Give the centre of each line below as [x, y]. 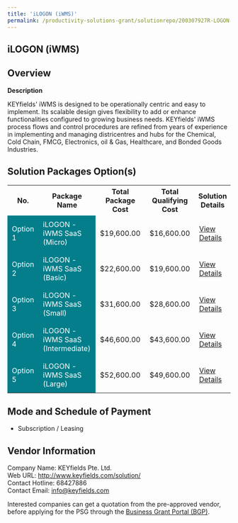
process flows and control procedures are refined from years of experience [118, 126]
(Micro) [55, 242]
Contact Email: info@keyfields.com [58, 490]
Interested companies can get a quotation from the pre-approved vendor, [114, 505]
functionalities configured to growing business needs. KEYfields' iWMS [111, 119]
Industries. [23, 149]
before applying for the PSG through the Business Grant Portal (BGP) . [109, 512]
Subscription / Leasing [50, 429]
